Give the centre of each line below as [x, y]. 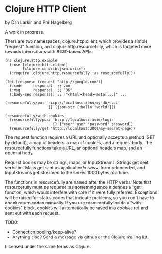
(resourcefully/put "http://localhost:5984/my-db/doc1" [63, 103]
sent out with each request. [32, 213]
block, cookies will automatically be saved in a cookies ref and [86, 208]
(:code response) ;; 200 [40, 86]
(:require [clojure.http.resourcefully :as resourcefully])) [73, 73]
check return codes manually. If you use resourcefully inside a [67, 203]
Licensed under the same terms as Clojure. [48, 246]
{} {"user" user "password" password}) [93, 124]
